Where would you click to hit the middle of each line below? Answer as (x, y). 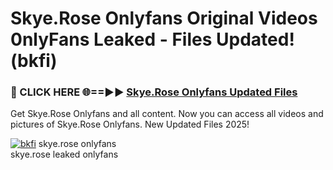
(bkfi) (34, 61)
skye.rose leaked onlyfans (64, 154)
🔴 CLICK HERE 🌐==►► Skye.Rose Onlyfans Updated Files (154, 92)
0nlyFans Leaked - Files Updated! (152, 39)
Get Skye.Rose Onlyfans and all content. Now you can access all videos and (167, 114)
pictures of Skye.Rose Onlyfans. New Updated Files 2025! (130, 124)
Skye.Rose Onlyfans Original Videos (164, 18)
